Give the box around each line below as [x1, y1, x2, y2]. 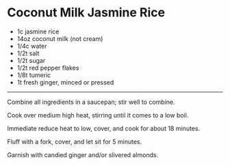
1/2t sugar [16, 56, 46, 64]
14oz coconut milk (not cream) [16, 34, 103, 42]
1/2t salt [16, 49, 40, 57]
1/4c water [16, 42, 47, 50]
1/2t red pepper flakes [16, 64, 79, 72]
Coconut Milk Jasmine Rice [7, 5, 166, 20]
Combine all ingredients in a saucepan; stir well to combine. [7, 98, 176, 106]
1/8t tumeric [16, 70, 51, 79]
